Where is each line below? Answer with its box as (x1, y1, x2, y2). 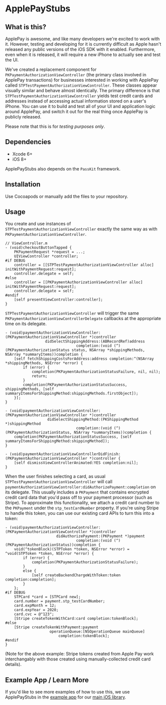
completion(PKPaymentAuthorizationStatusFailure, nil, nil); (31, 370, 161, 375)
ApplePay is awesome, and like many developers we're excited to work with (5, 36, 160, 42)
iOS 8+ (12, 156, 27, 162)
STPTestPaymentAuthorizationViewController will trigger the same (5, 310, 139, 316)
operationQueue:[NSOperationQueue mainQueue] (49, 629, 145, 634)
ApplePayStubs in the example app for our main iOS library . (5, 694, 126, 700)
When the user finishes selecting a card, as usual (5, 474, 106, 480)
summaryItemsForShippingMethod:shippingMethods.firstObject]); (5, 391, 139, 396)
